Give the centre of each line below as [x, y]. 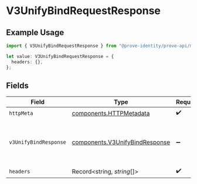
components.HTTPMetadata [111, 113]
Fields [18, 85]
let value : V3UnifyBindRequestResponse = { [60, 56]
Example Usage [35, 33]
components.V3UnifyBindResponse [121, 142]
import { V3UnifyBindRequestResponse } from [61, 46]
